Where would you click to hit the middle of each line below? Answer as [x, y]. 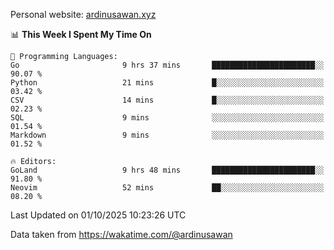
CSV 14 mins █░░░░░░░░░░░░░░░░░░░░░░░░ [167, 100]
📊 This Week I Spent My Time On [81, 34]
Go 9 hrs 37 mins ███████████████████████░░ [167, 65]
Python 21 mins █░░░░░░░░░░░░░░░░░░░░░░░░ [167, 83]
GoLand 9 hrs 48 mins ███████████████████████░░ [167, 170]
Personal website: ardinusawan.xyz [83, 14]
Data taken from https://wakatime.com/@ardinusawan [121, 234]
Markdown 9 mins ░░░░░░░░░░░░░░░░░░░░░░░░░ [167, 135]
